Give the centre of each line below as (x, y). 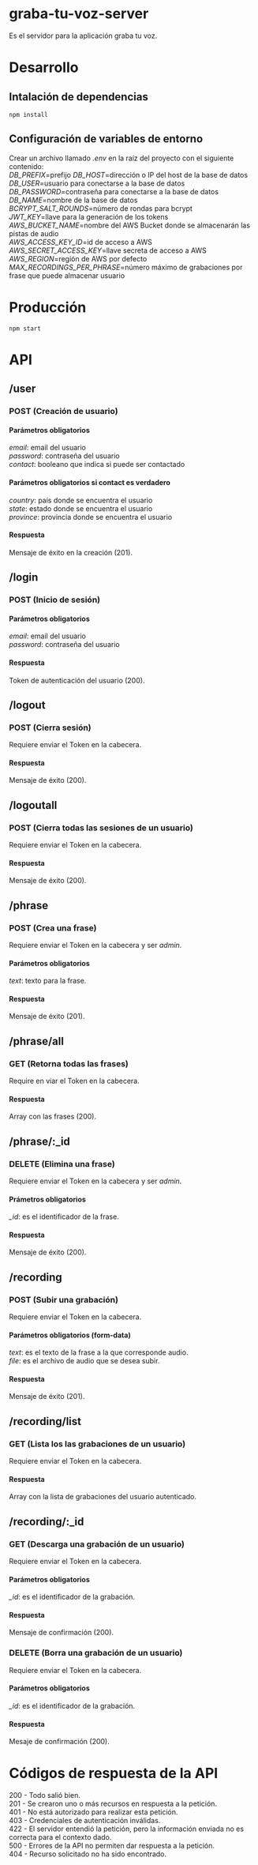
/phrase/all (36, 1041)
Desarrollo (44, 68)
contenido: (26, 166)
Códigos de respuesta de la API (114, 1773)
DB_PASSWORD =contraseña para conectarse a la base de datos (114, 191)
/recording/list (45, 1421)
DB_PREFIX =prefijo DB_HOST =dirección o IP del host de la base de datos (128, 175)
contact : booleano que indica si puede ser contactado (97, 464)
